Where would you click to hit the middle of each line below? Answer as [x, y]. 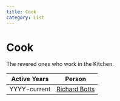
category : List [25, 18]
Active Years [30, 79]
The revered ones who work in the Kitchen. [60, 64]
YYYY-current [30, 90]
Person [76, 79]
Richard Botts [76, 90]
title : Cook [21, 12]
